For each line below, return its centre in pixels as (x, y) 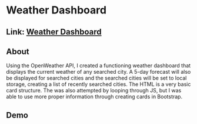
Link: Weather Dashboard (54, 32)
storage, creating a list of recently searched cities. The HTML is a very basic (98, 84)
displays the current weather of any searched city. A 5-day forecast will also (98, 72)
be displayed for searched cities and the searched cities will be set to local (96, 78)
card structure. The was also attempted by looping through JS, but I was (94, 91)
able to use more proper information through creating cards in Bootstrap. (94, 97)
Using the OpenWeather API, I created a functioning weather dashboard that (98, 66)
